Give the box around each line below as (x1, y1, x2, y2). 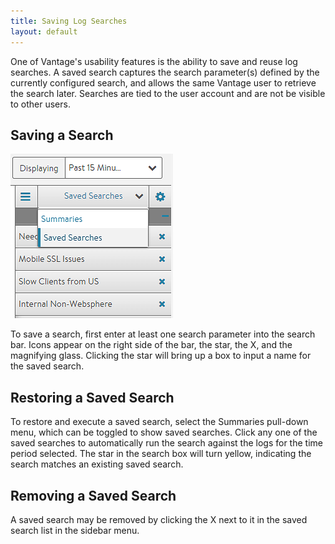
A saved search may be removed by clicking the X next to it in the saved (10, 513, 308, 525)
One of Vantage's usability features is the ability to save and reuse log (10, 55, 298, 67)
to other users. (10, 98, 71, 110)
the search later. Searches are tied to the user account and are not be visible (10, 87, 326, 99)
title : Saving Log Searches (10, 16, 128, 26)
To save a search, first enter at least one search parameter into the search (10, 328, 316, 340)
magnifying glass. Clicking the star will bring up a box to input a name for (10, 350, 312, 362)
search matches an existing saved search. (10, 458, 184, 470)
